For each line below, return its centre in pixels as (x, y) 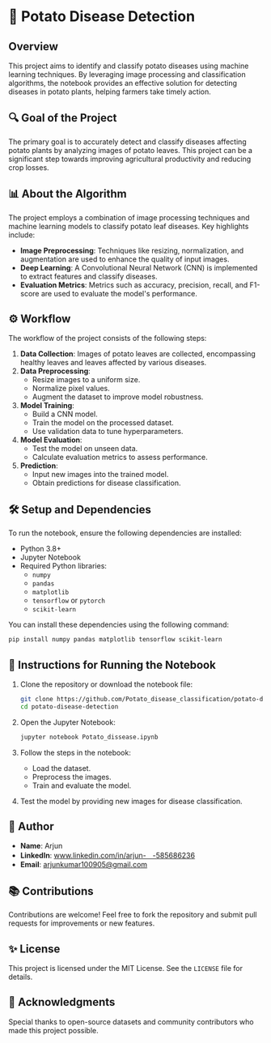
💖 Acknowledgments (62, 1002)
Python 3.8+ (41, 549)
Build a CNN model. (65, 414)
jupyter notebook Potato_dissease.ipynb (89, 737)
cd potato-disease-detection (69, 707)
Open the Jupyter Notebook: (68, 722)
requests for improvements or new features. (82, 923)
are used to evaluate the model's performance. (119, 293)
